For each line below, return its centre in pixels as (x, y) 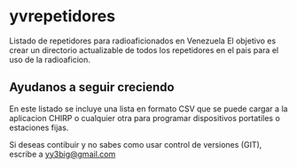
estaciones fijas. (39, 127)
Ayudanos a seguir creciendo (92, 87)
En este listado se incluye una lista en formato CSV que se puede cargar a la (148, 109)
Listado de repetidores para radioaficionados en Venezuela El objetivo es (143, 41)
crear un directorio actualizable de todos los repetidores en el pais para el (144, 50)
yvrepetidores (63, 16)
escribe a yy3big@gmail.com (63, 154)
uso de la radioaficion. (50, 59)
